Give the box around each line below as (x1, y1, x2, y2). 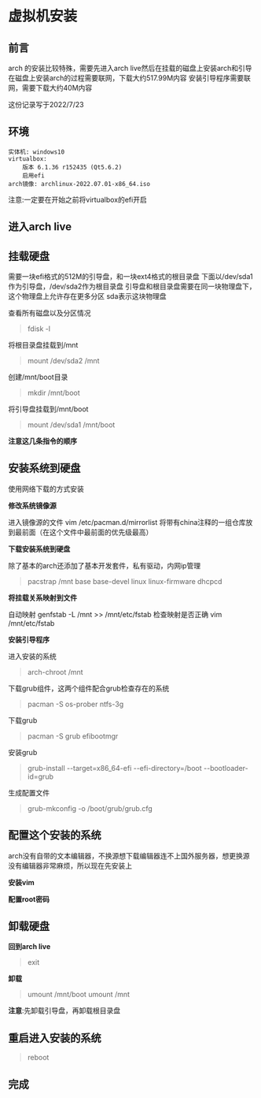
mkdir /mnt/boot (27, 388, 80, 398)
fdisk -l (27, 324, 51, 333)
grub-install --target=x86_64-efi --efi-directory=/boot (27, 763, 202, 772)
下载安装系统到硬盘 (8, 544, 71, 553)
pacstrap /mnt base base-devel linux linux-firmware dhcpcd (27, 576, 222, 586)
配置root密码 (8, 894, 50, 903)
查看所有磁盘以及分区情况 (8, 308, 91, 318)
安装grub (8, 747, 38, 757)
